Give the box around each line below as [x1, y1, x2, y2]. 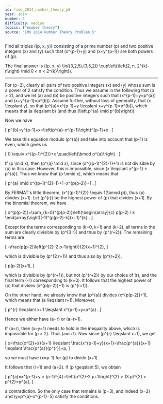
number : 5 [5, 16, 25, 21]
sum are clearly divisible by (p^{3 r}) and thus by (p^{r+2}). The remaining [5, 230, 153, 235]
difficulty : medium [5, 20, 45, 26]
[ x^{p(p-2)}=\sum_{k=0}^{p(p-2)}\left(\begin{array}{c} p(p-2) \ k [5, 210, 135, 215]
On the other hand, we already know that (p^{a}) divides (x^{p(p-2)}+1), [5, 292, 148, 298]
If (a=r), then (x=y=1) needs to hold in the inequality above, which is [5, 326, 140, 331]
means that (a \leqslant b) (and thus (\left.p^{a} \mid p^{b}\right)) [5, 108, 135, 114]
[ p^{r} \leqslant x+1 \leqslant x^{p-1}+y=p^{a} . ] [5, 307, 102, 312]
